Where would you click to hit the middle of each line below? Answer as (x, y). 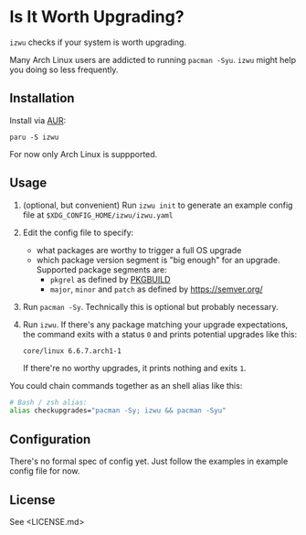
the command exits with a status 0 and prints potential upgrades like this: (160, 334)
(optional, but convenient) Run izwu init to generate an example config (158, 205)
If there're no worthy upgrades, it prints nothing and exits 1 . (134, 368)
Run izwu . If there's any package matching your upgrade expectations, (155, 324)
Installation (42, 98)
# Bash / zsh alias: (49, 402)
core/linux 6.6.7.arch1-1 (72, 351)
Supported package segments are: (101, 269)
